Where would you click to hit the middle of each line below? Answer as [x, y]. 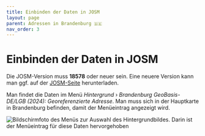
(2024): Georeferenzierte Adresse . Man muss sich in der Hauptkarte [113, 101]
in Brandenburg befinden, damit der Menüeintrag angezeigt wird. [88, 108]
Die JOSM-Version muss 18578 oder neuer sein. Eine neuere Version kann [100, 77]
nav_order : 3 [23, 29]
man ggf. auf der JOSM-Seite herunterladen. [63, 83]
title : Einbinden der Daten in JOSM [53, 12]
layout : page [23, 18]
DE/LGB [16, 101]
